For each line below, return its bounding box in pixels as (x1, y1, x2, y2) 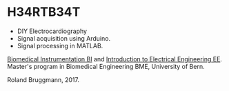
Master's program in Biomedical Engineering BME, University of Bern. (7, 62, 205, 70)
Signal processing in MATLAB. (17, 41, 103, 50)
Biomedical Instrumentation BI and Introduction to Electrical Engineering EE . (7, 54, 223, 63)
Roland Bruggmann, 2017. (7, 75, 80, 83)
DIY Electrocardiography (17, 27, 88, 35)
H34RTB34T (7, 4, 81, 20)
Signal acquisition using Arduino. (17, 34, 111, 42)
